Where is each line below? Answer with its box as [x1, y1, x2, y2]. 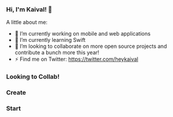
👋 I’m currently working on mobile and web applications [14, 30, 151, 37]
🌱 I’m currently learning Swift [14, 37, 86, 44]
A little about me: [6, 19, 48, 26]
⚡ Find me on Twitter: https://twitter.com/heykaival [14, 56, 139, 63]
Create [6, 89, 27, 97]
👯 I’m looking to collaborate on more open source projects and [14, 43, 167, 50]
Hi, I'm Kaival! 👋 [6, 5, 52, 14]
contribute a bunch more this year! [14, 49, 100, 56]
